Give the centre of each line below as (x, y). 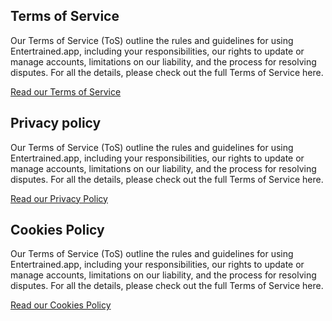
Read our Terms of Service (66, 91)
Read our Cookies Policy (61, 305)
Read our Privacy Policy (59, 198)
